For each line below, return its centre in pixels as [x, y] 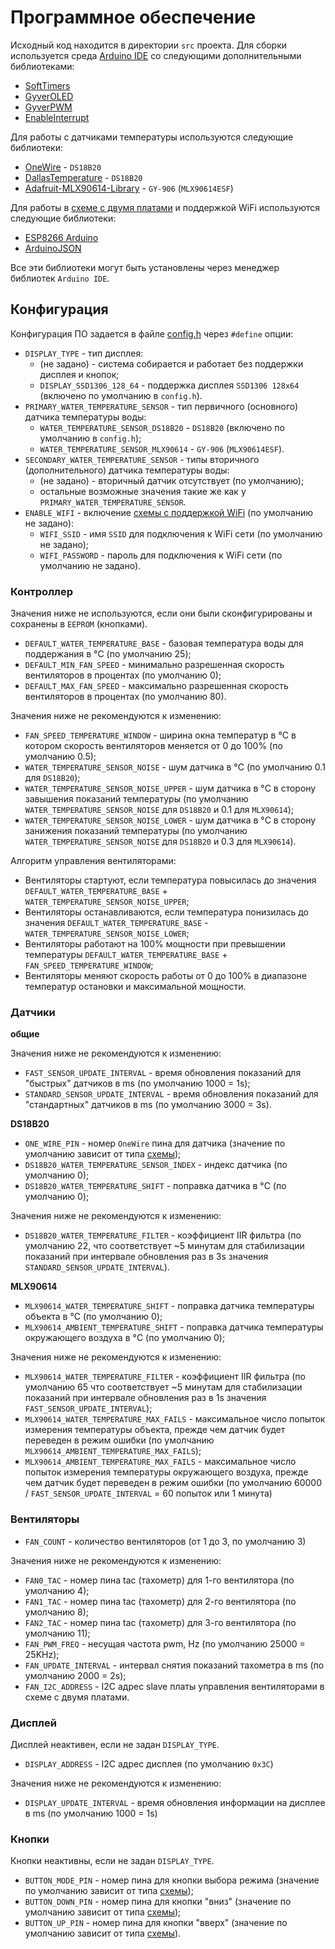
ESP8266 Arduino [61, 237]
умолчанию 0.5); [60, 757]
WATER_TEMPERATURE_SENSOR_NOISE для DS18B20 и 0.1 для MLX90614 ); [159, 810]
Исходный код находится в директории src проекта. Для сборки [149, 45]
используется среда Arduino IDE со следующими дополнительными [156, 55]
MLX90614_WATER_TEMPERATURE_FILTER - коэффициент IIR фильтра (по [165, 1377]
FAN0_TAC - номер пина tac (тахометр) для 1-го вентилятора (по [159, 1580]
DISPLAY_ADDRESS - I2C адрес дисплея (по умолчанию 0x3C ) [149, 1763]
